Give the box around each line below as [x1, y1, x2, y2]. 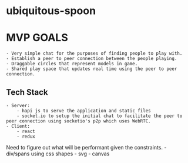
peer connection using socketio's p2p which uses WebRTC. [6, 118, 151, 124]
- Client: [6, 123, 31, 129]
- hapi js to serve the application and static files [16, 108, 151, 114]
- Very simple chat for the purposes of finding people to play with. [6, 51, 183, 56]
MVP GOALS [6, 31, 69, 45]
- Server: [6, 102, 31, 108]
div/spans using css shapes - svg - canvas [6, 150, 110, 157]
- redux [16, 134, 35, 139]
